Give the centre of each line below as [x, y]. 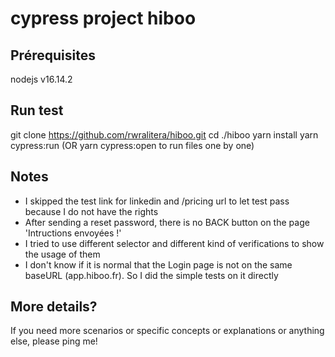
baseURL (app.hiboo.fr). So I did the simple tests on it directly [151, 275]
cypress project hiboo [103, 18]
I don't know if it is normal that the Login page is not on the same [158, 264]
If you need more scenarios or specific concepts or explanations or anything [167, 331]
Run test [37, 110]
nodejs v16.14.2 [41, 79]
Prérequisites [53, 55]
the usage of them [62, 254]
